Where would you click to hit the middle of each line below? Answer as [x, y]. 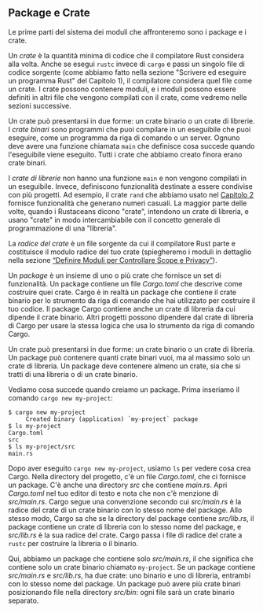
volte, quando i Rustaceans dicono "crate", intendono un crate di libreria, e [128, 211]
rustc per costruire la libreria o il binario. [73, 543]
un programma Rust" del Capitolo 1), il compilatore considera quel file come [130, 80]
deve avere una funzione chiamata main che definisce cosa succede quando [131, 146]
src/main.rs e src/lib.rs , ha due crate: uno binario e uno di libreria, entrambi [130, 575]
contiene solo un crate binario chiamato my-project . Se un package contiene [132, 567]
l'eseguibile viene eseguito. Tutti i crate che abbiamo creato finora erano [125, 154]
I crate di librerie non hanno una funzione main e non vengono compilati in [128, 178]
